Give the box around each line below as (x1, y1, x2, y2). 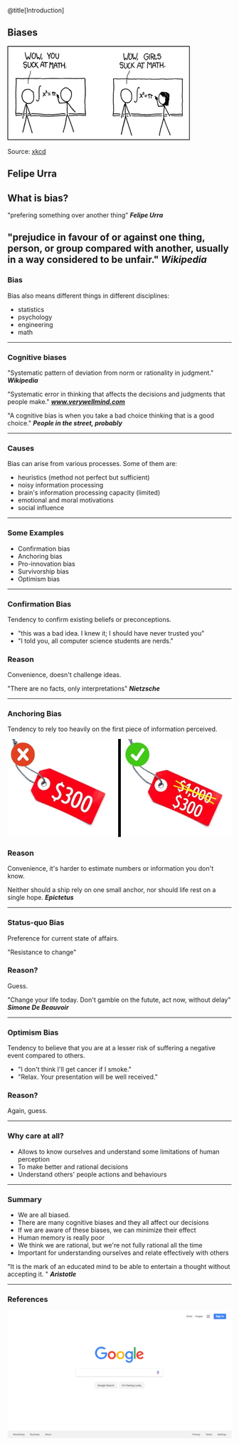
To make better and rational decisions (17, 1162, 129, 1171)
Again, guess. (7, 1107, 48, 1115)
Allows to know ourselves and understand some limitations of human (17, 1147, 220, 1156)
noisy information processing (17, 481, 104, 490)
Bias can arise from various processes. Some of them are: (7, 460, 178, 468)
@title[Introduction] (7, 6, 65, 14)
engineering (17, 320, 53, 328)
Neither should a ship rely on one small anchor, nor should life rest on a (7, 886, 216, 894)
